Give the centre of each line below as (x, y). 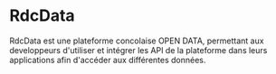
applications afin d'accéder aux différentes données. (108, 60)
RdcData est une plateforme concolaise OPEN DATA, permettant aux (137, 41)
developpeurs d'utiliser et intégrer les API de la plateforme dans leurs (138, 50)
